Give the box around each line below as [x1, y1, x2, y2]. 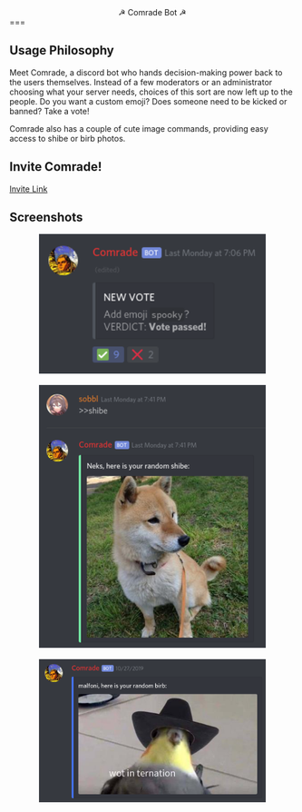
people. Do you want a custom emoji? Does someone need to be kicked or [9, 95, 287, 106]
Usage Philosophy [9, 43, 115, 58]
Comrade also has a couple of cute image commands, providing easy [9, 123, 269, 134]
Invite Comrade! [9, 159, 102, 174]
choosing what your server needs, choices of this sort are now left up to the [9, 86, 293, 97]
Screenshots [9, 210, 83, 225]
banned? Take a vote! [9, 105, 90, 116]
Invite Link [9, 183, 48, 194]
